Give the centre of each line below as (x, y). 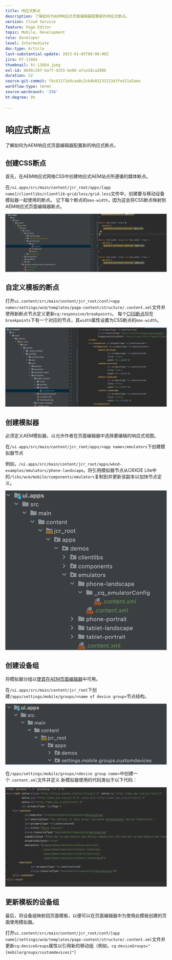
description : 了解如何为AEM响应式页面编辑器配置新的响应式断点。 (68, 16)
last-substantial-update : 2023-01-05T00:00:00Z (57, 54)
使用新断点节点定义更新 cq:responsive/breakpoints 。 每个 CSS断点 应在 (80, 314)
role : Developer (23, 38)
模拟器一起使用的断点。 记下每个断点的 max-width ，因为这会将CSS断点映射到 (86, 200)
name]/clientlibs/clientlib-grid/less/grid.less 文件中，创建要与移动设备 (85, 194)
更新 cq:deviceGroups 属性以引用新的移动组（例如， (58, 946)
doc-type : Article (25, 49)
